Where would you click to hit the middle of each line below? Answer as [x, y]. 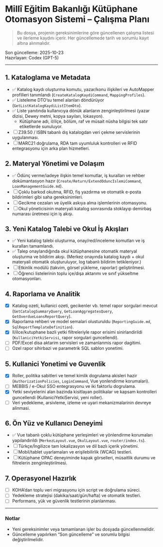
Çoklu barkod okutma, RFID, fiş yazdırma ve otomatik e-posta [80, 192]
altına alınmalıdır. [34, 43]
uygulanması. [25, 137]
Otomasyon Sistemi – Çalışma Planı [77, 19]
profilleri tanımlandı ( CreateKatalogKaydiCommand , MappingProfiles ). [79, 95]
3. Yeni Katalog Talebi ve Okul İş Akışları [67, 229]
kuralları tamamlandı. [33, 246]
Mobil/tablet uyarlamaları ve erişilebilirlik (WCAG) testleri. [75, 452]
